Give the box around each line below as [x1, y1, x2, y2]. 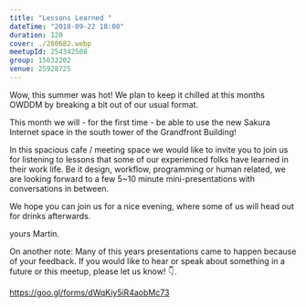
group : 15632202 [9, 56, 71, 65]
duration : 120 [9, 30, 64, 39]
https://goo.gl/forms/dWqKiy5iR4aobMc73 [9, 287, 170, 298]
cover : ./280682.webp [9, 38, 92, 48]
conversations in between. [9, 183, 110, 194]
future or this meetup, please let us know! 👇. [9, 266, 177, 277]
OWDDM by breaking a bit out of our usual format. [9, 99, 199, 110]
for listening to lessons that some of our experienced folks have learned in [9, 153, 290, 164]
